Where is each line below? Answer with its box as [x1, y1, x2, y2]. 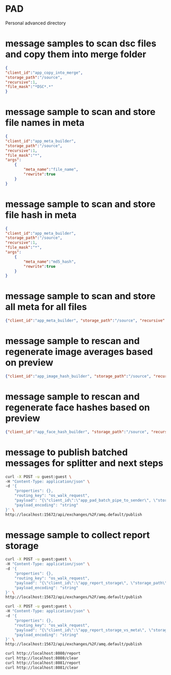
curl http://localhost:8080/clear [5, 656, 79, 661]
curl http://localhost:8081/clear [5, 665, 79, 670]
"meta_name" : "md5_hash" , [23, 259, 76, 264]
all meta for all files [5, 301, 88, 313]
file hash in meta [5, 209, 77, 220]
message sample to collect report [5, 529, 150, 541]
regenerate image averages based [5, 346, 153, 358]
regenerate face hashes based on [5, 402, 150, 413]
